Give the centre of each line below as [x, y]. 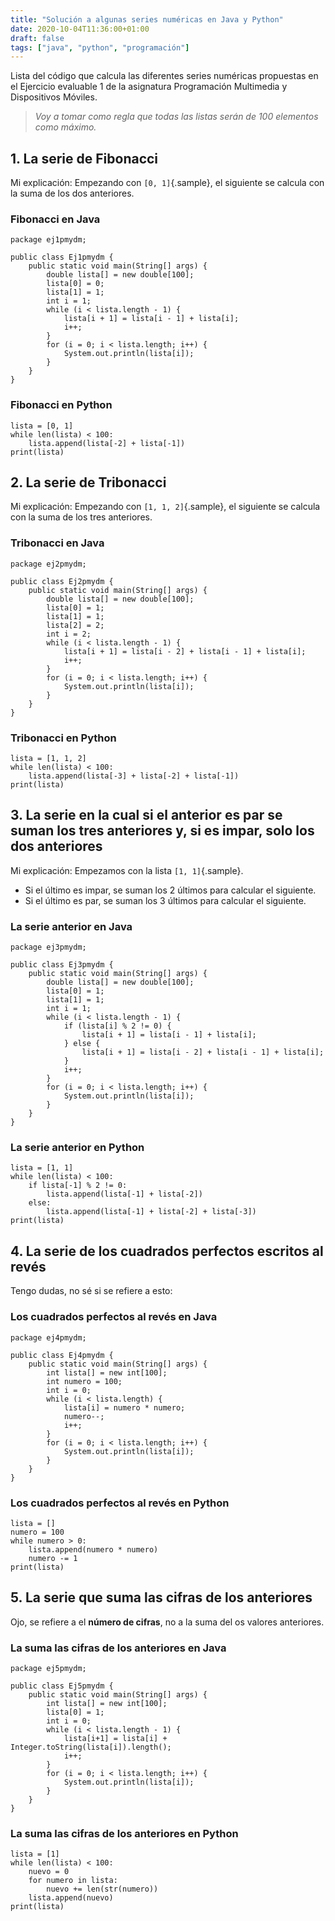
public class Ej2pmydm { [62, 581]
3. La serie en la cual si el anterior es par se [146, 815]
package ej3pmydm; [48, 947]
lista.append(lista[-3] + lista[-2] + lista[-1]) [134, 776]
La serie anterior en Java [71, 926]
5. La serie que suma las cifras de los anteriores [161, 1597]
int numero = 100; [84, 1381]
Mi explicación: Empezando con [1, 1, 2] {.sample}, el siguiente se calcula [165, 507]
